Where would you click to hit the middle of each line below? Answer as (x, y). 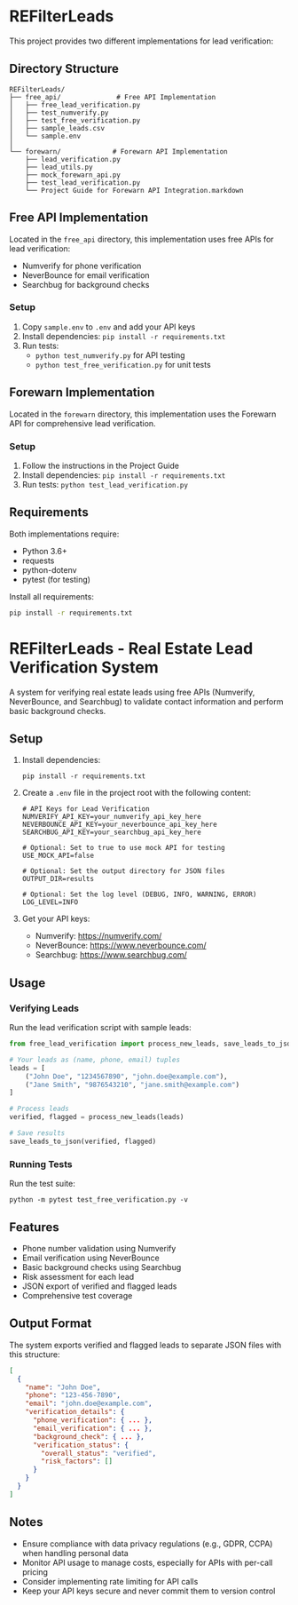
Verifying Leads (44, 1008)
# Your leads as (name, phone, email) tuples (94, 1060)
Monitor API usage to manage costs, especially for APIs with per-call (147, 1562)
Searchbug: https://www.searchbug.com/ (111, 955)
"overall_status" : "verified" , (99, 1453)
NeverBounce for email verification (86, 275)
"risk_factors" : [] (77, 1462)
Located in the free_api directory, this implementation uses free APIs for (141, 239)
